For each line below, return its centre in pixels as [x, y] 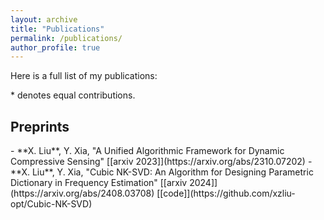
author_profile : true [55, 47]
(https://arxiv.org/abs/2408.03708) [82, 193]
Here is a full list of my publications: [84, 76]
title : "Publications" [57, 29]
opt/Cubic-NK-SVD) [51, 204]
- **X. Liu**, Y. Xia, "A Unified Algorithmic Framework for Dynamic [147, 151]
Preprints [40, 126]
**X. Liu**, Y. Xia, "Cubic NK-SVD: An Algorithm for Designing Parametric [162, 172]
